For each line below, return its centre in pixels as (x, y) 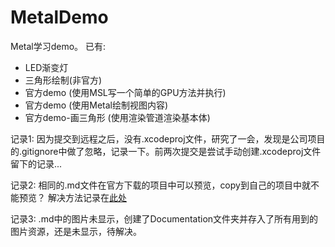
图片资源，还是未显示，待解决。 (76, 231)
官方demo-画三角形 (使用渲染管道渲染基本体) (117, 117)
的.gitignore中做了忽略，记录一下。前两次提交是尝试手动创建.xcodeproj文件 (166, 151)
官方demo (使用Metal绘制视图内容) (96, 105)
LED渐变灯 (46, 67)
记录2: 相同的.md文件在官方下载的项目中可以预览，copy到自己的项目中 (156, 185)
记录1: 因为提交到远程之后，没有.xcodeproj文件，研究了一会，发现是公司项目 (168, 138)
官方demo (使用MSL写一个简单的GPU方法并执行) (125, 92)
